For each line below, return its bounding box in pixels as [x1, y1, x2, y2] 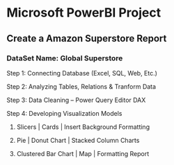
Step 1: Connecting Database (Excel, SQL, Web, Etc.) [6, 69, 158, 77]
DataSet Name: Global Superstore [6, 53, 123, 63]
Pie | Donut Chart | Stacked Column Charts [16, 136, 140, 144]
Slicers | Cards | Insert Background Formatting [16, 123, 150, 131]
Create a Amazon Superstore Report [6, 33, 167, 44]
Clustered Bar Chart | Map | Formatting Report [16, 149, 150, 157]
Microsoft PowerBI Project [6, 5, 161, 21]
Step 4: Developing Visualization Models [6, 109, 122, 117]
